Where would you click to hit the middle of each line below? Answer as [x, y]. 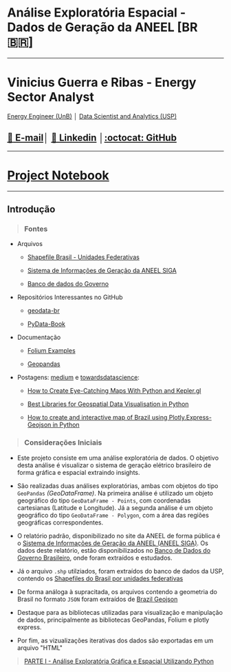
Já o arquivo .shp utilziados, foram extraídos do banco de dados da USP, [120, 571]
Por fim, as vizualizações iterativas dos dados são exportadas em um [115, 640]
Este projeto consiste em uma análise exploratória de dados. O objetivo [118, 458]
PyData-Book [46, 324]
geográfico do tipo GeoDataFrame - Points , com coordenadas [104, 500]
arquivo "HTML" [40, 648]
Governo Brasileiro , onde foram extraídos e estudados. [95, 558]
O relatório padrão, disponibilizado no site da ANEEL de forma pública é [119, 536]
